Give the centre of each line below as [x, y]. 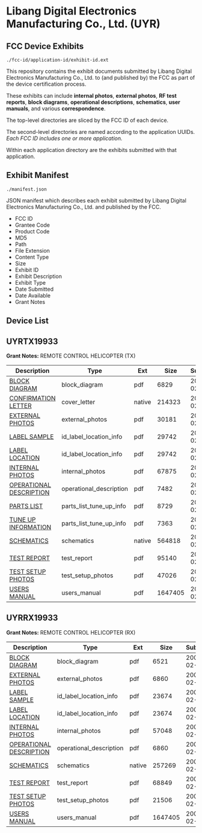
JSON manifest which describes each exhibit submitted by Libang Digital [96, 200]
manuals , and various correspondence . [56, 109]
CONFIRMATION [32, 398]
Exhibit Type [30, 282]
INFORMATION [30, 527]
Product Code [32, 231]
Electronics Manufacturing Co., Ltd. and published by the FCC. [84, 207]
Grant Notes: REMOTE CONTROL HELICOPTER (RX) [71, 632]
